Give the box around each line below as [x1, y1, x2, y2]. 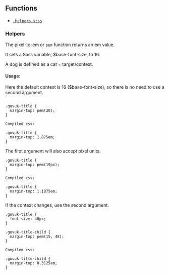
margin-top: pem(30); [10, 108, 55, 113]
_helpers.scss [12, 18, 42, 23]
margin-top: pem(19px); [10, 162, 60, 168]
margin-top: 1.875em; [10, 135, 55, 140]
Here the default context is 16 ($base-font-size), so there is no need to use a [5, 84, 164, 90]
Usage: [5, 73, 21, 79]
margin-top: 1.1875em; [10, 189, 58, 194]
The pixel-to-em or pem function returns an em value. [5, 42, 115, 48]
